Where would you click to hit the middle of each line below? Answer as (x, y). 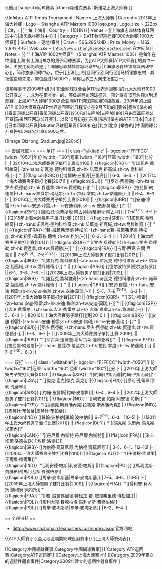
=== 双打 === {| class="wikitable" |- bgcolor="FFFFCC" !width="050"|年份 (80, 362)
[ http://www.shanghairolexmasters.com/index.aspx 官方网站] (73, 529)
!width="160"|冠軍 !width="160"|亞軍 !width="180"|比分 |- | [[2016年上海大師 (81, 368)
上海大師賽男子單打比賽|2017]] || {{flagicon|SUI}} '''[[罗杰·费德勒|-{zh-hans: (80, 181)
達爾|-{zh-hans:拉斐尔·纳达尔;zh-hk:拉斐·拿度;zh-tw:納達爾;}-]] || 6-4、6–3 (80, 193)
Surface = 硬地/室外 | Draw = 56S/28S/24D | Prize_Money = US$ (85, 42)
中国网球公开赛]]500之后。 (42, 131)
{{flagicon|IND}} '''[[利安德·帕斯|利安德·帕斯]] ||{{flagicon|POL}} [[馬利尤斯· (80, 466)
